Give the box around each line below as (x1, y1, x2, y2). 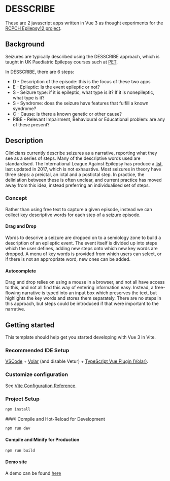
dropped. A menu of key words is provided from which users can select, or (5, 251, 162, 257)
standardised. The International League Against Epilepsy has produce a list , (5, 160, 163, 166)
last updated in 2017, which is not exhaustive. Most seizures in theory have (5, 166, 161, 172)
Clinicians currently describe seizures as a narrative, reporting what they (5, 150, 157, 156)
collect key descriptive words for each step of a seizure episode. (5, 212, 141, 218)
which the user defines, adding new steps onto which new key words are (5, 246, 158, 252)
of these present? (12, 121, 50, 127)
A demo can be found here (5, 470, 61, 476)
